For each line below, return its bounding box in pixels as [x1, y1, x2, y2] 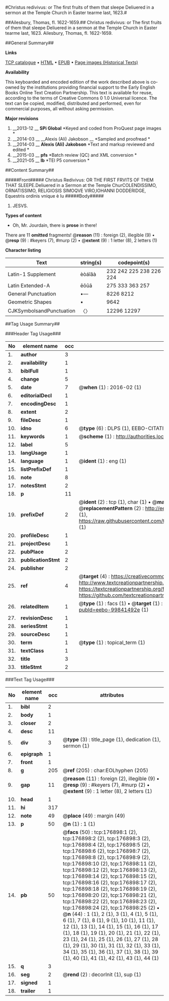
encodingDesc [21, 400, 56, 407]
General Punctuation [8, 290, 56, 297]
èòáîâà [80, 271, 97, 278]
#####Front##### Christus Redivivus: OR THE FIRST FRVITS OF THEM [5, 177, 154, 183]
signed [21, 979, 38, 986]
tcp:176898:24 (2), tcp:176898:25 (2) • [62, 904, 160, 911]
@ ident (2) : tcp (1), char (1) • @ [78, 498, 157, 506]
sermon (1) [62, 742, 90, 749]
